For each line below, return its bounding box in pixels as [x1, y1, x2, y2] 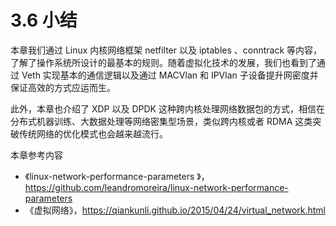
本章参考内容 [10, 149, 63, 161]
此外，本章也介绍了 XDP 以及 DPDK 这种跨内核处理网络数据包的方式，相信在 [10, 102, 325, 115]
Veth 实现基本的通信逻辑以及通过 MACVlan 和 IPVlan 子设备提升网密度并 [21, 69, 319, 81]
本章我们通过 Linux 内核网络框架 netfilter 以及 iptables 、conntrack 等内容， [10, 44, 323, 56]
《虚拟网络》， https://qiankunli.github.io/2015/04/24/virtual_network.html [24, 204, 327, 216]
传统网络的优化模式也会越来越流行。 [18, 127, 168, 140]
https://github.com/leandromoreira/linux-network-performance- [24, 181, 289, 193]
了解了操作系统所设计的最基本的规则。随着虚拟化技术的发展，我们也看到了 [10, 56, 317, 68]
